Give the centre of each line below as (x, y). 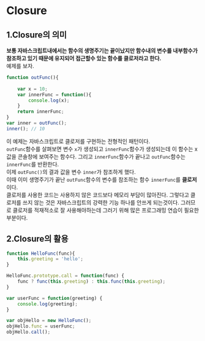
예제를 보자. (20, 66)
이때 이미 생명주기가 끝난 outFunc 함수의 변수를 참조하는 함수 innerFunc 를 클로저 (102, 179)
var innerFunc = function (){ (54, 95)
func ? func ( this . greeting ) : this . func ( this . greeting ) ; (91, 282)
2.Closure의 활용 (37, 239)
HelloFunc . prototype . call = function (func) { (65, 276)
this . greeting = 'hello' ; (50, 259)
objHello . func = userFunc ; (41, 326)
